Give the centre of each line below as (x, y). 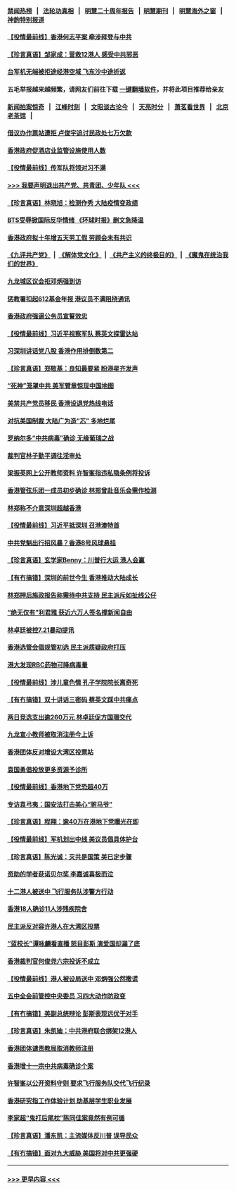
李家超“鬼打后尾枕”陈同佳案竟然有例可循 (66, 1118)
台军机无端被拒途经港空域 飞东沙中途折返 (67, 72)
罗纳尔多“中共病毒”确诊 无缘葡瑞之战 (61, 438)
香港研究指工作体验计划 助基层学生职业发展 (70, 1101)
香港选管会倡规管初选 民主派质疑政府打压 (67, 647)
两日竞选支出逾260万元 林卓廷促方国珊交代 (70, 717)
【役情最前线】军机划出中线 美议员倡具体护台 (73, 839)
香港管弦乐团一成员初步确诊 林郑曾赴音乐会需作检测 (82, 490)
